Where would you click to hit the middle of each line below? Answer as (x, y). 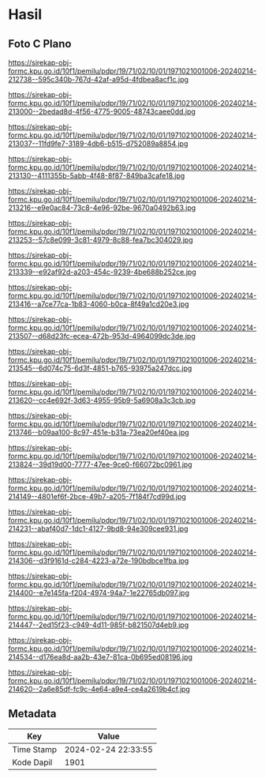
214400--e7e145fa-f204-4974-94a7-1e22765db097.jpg (99, 593)
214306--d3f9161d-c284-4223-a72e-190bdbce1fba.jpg (99, 561)
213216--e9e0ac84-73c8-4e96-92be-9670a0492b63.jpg (102, 208)
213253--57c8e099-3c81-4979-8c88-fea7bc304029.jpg (101, 240)
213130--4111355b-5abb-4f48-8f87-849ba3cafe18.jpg (97, 176)
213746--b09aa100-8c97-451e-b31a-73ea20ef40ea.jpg (99, 432)
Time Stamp (35, 750)
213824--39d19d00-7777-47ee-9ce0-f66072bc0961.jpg (100, 464)
